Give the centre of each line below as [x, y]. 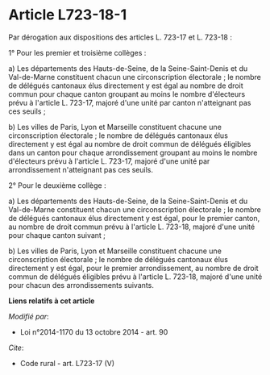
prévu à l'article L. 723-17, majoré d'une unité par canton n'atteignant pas [130, 102]
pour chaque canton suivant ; [57, 235]
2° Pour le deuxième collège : [57, 185]
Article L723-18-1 [68, 15]
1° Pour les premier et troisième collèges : [77, 52]
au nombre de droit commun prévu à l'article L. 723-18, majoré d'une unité [132, 227]
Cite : [16, 348]
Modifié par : [29, 316]
